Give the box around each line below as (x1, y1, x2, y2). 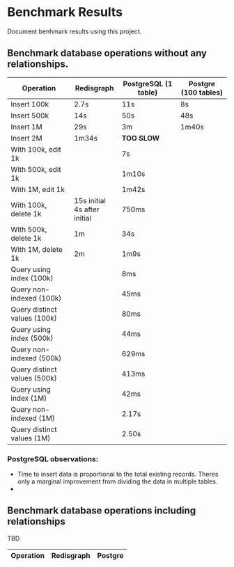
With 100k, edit (10, 144, 61, 154)
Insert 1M (10, 122, 43, 131)
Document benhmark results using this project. (7, 27, 142, 35)
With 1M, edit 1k (10, 184, 65, 194)
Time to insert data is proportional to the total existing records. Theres (17, 470, 219, 479)
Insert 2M (10, 133, 43, 143)
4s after (74, 205, 100, 214)
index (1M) (10, 393, 47, 403)
